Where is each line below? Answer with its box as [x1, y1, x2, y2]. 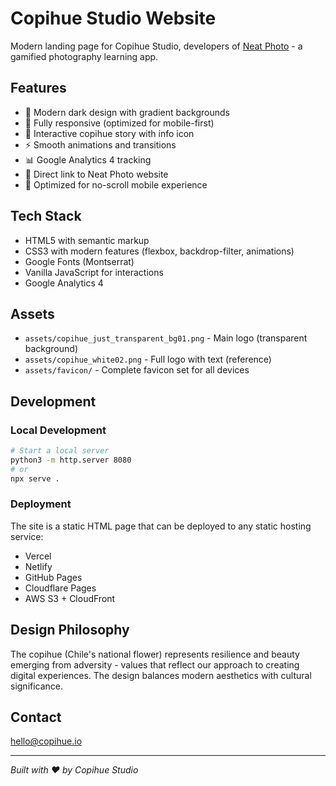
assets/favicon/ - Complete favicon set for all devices [24, 364, 250, 376]
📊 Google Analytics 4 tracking [24, 153, 152, 166]
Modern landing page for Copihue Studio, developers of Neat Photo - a [10, 40, 303, 52]
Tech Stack [10, 208, 82, 225]
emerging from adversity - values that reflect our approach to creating [10, 658, 300, 671]
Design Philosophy [10, 622, 130, 639]
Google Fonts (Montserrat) [24, 255, 135, 267]
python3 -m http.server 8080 [10, 455, 132, 465]
